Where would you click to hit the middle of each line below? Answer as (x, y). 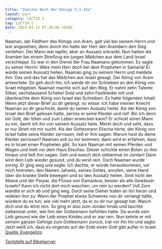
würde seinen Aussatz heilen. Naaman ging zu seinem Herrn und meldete (79, 72)
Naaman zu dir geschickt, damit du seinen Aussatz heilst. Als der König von (81, 108)
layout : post (18, 14)
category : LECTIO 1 (25, 18)
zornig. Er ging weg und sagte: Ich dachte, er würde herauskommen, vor (77, 165)
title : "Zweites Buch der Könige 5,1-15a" (49, 9)
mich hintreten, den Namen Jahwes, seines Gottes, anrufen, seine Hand (77, 170)
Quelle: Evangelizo (24, 232)
